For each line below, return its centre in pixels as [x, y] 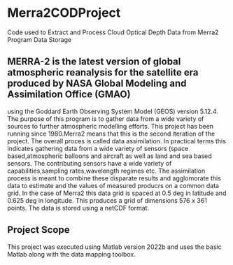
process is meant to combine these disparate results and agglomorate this [114, 178]
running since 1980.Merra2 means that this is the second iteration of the [111, 134]
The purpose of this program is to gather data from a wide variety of [106, 119]
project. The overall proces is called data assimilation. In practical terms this [116, 141]
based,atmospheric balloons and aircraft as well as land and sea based [110, 156]
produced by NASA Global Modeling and [97, 84]
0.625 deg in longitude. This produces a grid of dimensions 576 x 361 [107, 200]
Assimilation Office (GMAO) [69, 95]
